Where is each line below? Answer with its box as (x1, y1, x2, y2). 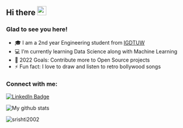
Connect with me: (6, 80, 58, 88)
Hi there (6, 8, 36, 18)
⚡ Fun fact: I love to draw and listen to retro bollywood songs (14, 63, 161, 70)
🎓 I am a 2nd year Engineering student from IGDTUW (14, 39, 145, 46)
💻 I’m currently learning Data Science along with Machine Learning (14, 48, 178, 55)
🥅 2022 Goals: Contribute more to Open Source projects (14, 56, 150, 63)
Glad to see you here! (6, 25, 68, 33)
